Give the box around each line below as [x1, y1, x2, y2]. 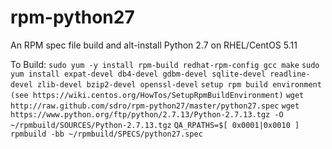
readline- [269, 69, 311, 79]
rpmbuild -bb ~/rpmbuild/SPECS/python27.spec [10, 129, 203, 139]
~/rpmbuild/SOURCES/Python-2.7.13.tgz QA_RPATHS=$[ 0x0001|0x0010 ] [10, 120, 300, 130]
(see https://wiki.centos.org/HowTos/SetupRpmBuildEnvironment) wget [10, 90, 305, 100]
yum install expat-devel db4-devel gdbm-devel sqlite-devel [10, 69, 267, 79]
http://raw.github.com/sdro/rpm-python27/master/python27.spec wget [10, 101, 300, 111]
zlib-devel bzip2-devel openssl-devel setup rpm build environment [36, 79, 322, 90]
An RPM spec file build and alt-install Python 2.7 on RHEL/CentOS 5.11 [10, 39, 298, 51]
